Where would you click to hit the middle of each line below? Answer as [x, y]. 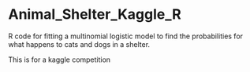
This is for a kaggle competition [60, 59]
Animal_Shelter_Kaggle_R [95, 14]
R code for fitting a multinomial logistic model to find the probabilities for [125, 36]
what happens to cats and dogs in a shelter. [79, 44]
